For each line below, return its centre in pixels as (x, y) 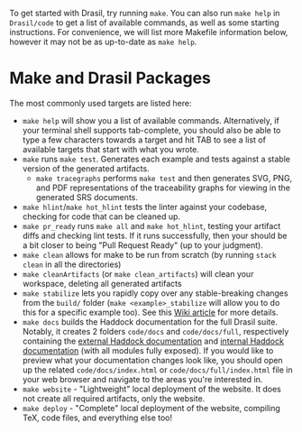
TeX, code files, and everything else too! (97, 418)
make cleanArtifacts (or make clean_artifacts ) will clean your (138, 273)
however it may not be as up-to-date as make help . (103, 41)
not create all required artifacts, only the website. (114, 398)
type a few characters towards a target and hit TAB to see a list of (144, 140)
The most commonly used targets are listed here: (101, 103)
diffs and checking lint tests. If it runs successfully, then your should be (155, 235)
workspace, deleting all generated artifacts (102, 283)
